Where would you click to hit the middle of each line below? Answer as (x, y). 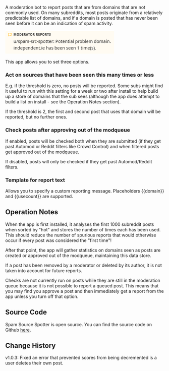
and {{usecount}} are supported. (39, 196)
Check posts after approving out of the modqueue (68, 130)
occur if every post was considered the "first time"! (59, 240)
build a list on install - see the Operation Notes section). (63, 102)
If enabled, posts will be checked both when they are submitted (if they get (83, 141)
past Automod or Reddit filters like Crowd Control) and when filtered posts (82, 146)
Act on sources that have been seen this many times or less (80, 75)
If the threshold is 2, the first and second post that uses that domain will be (83, 112)
